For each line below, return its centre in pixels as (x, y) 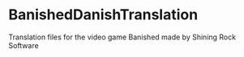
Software (24, 45)
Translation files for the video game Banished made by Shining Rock (122, 37)
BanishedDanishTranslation (103, 15)
